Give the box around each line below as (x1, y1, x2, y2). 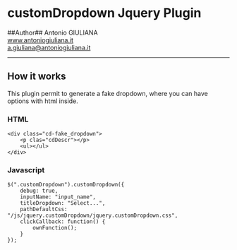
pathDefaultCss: (20, 206, 68, 213)
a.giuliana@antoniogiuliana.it (7, 43, 91, 52)
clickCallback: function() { (20, 218, 106, 225)
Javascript (7, 165, 45, 174)
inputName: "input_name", (20, 194, 97, 201)
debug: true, (20, 187, 59, 195)
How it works (7, 71, 66, 83)
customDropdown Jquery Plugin (7, 5, 202, 21)
